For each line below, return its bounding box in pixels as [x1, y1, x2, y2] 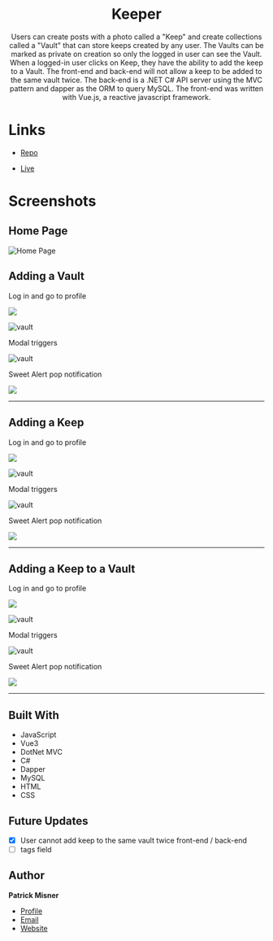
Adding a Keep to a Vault [8, 562, 136, 576]
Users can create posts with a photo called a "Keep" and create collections [11, 32, 262, 41]
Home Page [8, 224, 68, 238]
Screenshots [8, 192, 97, 211]
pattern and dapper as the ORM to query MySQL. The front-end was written [9, 83, 264, 94]
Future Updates [8, 814, 89, 828]
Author [8, 869, 45, 882]
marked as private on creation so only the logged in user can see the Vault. [11, 49, 262, 59]
